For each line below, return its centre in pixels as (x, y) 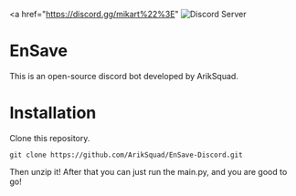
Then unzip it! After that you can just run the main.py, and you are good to (148, 171)
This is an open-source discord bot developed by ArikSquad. (124, 76)
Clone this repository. (50, 138)
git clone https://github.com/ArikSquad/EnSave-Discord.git (127, 155)
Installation (53, 113)
